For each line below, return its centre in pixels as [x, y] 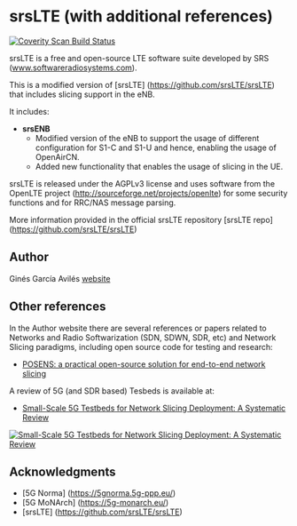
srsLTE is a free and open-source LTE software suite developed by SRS [139, 58]
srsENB [36, 128]
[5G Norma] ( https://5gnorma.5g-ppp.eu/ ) [99, 493]
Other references [58, 307]
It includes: [29, 111]
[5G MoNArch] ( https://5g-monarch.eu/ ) [95, 503]
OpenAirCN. [57, 156]
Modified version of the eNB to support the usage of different [147, 138]
